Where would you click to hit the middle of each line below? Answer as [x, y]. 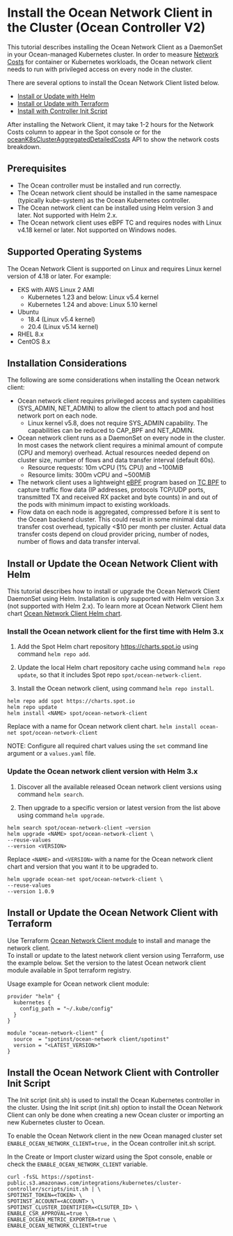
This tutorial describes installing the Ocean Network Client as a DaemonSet [115, 47]
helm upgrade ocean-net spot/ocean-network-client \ [85, 879]
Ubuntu [28, 312]
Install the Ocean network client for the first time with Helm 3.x [115, 632]
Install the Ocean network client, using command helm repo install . [115, 689]
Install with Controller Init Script [62, 111]
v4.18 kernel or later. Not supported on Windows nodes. [97, 230]
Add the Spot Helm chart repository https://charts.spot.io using [107, 647]
